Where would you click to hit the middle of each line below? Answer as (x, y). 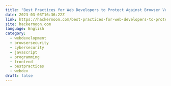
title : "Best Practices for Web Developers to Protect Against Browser (83, 10)
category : (16, 33)
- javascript (24, 52)
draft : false (19, 76)
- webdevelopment (28, 38)
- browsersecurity (30, 43)
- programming (25, 57)
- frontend (21, 62)
